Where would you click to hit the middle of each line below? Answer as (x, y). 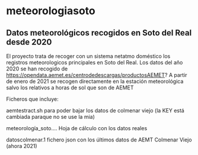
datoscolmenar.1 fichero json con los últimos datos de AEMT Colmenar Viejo (99, 140)
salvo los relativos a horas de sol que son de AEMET (70, 88)
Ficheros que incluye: (32, 99)
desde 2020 (29, 42)
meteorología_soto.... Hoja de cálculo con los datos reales (77, 128)
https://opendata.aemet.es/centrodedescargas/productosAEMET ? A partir (97, 75)
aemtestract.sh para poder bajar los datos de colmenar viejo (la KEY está (95, 110)
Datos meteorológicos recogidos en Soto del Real (99, 33)
